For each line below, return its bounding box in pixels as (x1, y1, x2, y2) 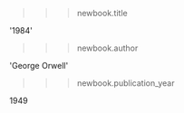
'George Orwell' (9, 61, 69, 71)
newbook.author (76, 42, 139, 53)
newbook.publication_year (76, 78, 175, 89)
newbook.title (76, 8, 129, 18)
